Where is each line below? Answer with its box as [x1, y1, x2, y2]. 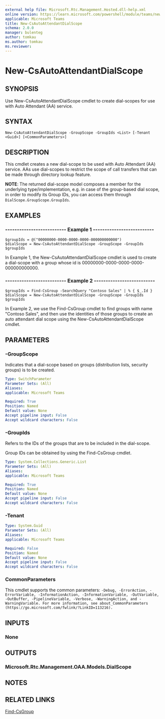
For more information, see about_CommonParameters [42, 601, 148, 606]
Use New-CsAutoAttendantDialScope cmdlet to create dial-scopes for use [5, 98, 156, 104]
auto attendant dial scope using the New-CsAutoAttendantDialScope [5, 316, 144, 322]
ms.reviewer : [5, 44, 32, 49]
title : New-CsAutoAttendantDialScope [5, 21, 82, 26]
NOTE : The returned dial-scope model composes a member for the [5, 181, 141, 187]
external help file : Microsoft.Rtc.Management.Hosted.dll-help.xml [5, 7, 146, 12]
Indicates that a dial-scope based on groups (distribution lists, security [5, 361, 148, 367]
